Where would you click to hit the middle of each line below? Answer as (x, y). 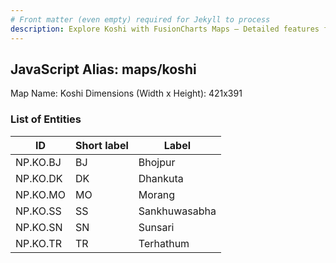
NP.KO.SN (39, 227)
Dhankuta (161, 178)
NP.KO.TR (38, 243)
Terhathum (164, 243)
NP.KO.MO (40, 194)
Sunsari (156, 227)
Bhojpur (157, 162)
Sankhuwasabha (177, 211)
